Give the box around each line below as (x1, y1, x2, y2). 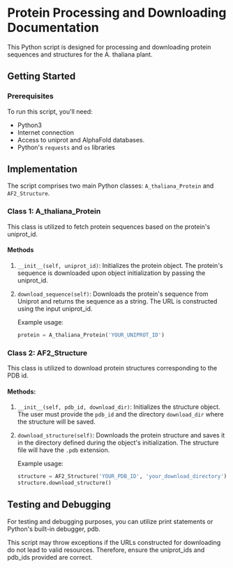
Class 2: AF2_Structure (7, 347, 88, 357)
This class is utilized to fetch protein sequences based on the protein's (7, 222, 211, 231)
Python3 (17, 121, 42, 129)
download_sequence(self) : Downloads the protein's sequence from (17, 290, 209, 298)
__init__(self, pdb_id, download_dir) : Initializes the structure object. (17, 403, 221, 411)
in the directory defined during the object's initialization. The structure (17, 438, 219, 447)
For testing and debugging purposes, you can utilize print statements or (7, 517, 213, 525)
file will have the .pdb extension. (17, 446, 110, 454)
